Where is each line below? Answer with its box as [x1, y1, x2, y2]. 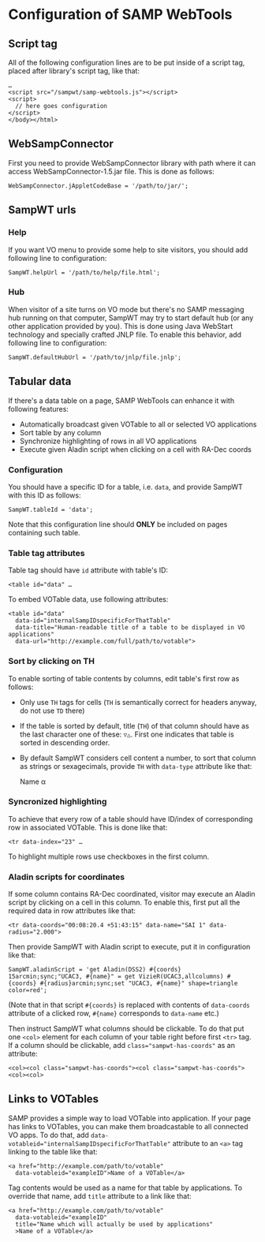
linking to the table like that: [8, 1147, 98, 1156]
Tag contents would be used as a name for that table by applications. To [8, 1183, 243, 1192]
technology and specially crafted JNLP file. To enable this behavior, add [8, 330, 242, 339]
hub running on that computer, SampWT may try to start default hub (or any [8, 313, 254, 323]
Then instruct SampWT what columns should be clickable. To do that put [8, 1024, 244, 1034]
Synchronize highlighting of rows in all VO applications [19, 436, 197, 446]
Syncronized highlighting [8, 796, 107, 807]
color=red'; [8, 987, 47, 994]
